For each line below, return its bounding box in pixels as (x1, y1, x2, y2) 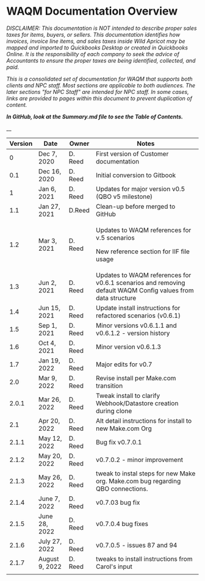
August (38, 554, 59, 563)
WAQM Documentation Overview (6, 4, 178, 18)
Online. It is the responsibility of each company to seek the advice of (6, 50, 180, 57)
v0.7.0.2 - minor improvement (95, 455, 184, 464)
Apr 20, (38, 416, 60, 425)
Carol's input (95, 562, 132, 571)
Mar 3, (38, 236, 57, 245)
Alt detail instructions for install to (95, 416, 192, 425)
